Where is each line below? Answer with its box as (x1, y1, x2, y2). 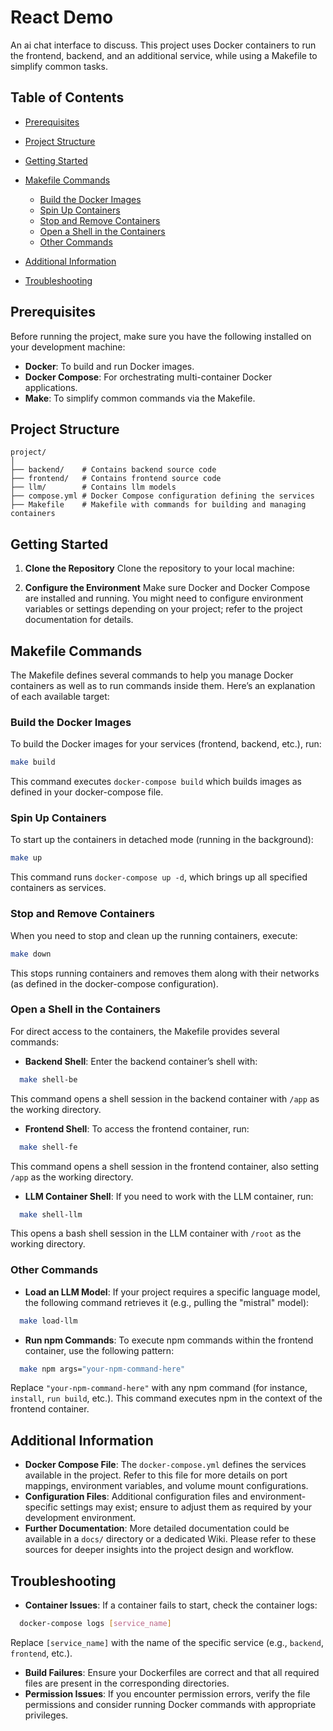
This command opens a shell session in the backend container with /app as (10, 1092, 320, 1105)
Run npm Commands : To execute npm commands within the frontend (24, 1334, 314, 1346)
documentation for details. (24, 614, 134, 626)
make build (10, 757, 56, 768)
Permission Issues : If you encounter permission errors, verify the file (24, 1687, 311, 1700)
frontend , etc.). (10, 1647, 73, 1659)
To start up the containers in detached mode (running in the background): (10, 834, 314, 846)
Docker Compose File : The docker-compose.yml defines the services (24, 1459, 307, 1471)
